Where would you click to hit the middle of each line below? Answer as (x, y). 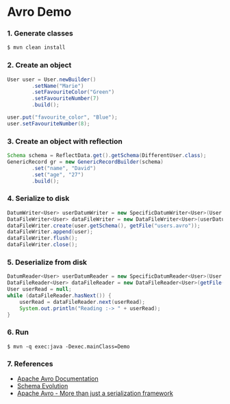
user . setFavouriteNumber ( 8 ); (49, 123)
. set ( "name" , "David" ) (64, 168)
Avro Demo (39, 12)
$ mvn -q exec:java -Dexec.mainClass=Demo (68, 346)
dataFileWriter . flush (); (42, 238)
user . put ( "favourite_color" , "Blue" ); (62, 117)
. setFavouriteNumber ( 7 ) (65, 99)
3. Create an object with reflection (65, 141)
